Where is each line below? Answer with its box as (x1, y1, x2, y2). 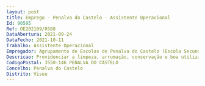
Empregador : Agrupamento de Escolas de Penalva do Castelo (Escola (6, 48, 182, 55)
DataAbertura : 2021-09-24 (6, 31, 72, 38)
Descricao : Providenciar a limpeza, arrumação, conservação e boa (6, 54, 179, 60)
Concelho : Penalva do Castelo (6, 65, 84, 71)
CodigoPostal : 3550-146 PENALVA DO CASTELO (6, 59, 119, 65)
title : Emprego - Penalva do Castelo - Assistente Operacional (6, 15, 171, 21)
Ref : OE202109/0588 (6, 25, 56, 32)
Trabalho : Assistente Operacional (6, 43, 95, 49)
